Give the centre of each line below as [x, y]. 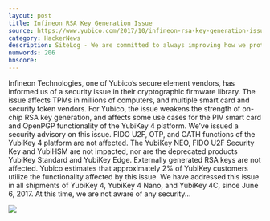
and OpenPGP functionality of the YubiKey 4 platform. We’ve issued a [123, 126]
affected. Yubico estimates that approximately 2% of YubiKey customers [129, 168]
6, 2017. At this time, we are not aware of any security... [100, 194]
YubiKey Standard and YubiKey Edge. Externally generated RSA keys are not [135, 159]
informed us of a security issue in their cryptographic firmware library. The [132, 91]
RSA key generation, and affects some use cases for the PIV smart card [143, 117]
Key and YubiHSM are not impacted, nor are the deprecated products [123, 151]
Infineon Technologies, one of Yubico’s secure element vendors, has [122, 83]
